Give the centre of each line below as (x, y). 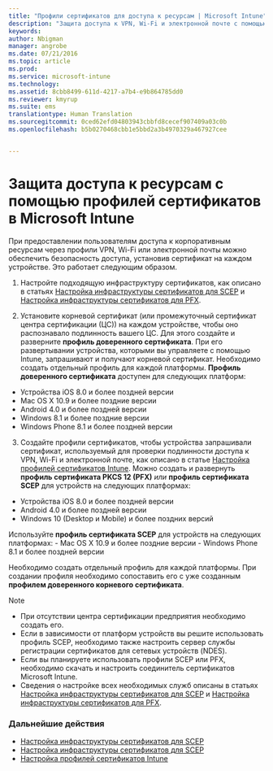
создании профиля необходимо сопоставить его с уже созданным (125, 576)
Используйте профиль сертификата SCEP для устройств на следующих (135, 534)
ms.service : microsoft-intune (60, 76)
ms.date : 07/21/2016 (43, 54)
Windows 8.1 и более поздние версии (84, 418)
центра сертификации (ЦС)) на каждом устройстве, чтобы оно (129, 324)
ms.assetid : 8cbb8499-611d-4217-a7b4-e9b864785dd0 (96, 91)
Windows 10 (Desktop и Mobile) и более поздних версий (117, 518)
